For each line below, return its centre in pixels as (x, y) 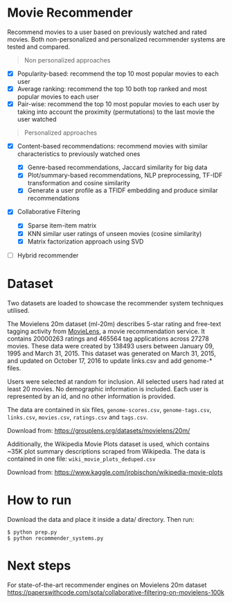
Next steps (39, 565)
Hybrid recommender (48, 255)
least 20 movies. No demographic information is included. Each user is (108, 389)
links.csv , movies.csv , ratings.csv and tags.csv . (78, 417)
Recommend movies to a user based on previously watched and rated (107, 32)
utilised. (18, 310)
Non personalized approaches (67, 60)
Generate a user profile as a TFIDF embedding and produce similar (123, 190)
